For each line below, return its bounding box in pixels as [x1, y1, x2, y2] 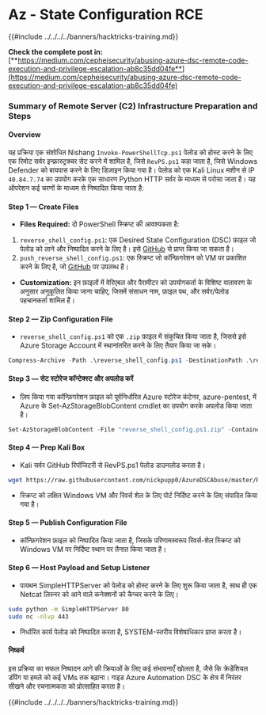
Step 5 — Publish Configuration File [8, 518, 128, 527]
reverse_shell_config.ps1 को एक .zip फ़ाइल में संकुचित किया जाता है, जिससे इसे [19, 332, 247, 341]
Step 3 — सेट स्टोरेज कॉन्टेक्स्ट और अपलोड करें [8, 374, 134, 383]
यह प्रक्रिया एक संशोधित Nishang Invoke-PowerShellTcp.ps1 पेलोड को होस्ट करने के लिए [8, 148, 253, 158]
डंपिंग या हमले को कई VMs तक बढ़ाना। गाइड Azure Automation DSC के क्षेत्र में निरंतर [8, 672, 241, 682]
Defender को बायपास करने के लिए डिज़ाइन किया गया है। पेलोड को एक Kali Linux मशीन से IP [8, 165, 255, 175]
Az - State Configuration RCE [8, 6, 203, 24]
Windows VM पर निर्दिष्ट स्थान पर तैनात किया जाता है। [19, 544, 167, 553]
